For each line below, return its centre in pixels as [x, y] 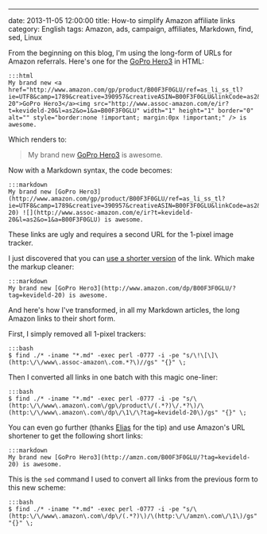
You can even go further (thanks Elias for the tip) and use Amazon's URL [127, 427]
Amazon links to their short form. [62, 318]
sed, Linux [25, 37]
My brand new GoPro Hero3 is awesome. [95, 155]
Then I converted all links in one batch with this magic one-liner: [113, 377]
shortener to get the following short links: [75, 436]
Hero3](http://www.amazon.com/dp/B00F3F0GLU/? [158, 288]
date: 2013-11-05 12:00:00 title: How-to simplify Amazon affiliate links [122, 20]
